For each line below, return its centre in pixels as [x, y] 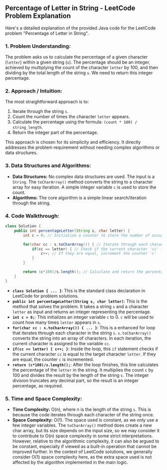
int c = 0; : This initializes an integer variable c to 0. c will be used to [83, 317]
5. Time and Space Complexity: [44, 398]
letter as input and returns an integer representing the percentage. [82, 312]
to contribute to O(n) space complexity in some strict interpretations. [83, 436]
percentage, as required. [38, 385]
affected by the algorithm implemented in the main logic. [70, 462]
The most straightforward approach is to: [47, 102]
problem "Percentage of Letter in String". [47, 33]
